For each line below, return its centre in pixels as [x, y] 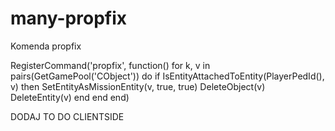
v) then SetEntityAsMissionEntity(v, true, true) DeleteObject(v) [138, 86]
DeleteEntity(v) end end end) [70, 97]
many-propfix [69, 18]
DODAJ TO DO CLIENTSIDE [67, 116]
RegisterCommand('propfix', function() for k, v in [110, 65]
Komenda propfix [46, 46]
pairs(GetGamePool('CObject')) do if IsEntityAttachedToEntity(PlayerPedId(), [167, 76]
